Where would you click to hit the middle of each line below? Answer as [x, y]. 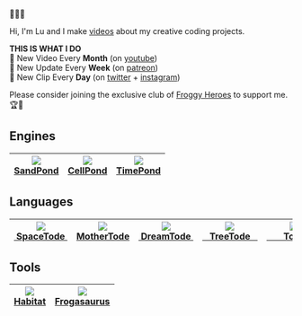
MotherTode [103, 236]
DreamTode [166, 236]
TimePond [139, 171]
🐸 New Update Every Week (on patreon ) [84, 68]
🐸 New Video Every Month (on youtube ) [84, 58]
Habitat [30, 302]
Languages [41, 202]
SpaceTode [41, 236]
